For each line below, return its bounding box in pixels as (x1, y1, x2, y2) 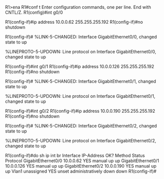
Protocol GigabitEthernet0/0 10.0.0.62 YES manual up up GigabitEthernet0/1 (5, 158, 160, 164)
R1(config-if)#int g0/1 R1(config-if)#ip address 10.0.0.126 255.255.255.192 (5, 64, 155, 69)
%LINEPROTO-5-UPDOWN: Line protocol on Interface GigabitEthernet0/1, (5, 93, 156, 99)
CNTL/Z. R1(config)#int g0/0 (5, 9, 63, 15)
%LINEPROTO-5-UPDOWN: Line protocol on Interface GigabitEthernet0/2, (5, 138, 157, 143)
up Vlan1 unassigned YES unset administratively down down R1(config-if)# (5, 168, 157, 174)
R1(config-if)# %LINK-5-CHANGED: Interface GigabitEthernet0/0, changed (5, 34, 157, 40)
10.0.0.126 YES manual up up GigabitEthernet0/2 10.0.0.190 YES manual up (5, 163, 157, 169)
